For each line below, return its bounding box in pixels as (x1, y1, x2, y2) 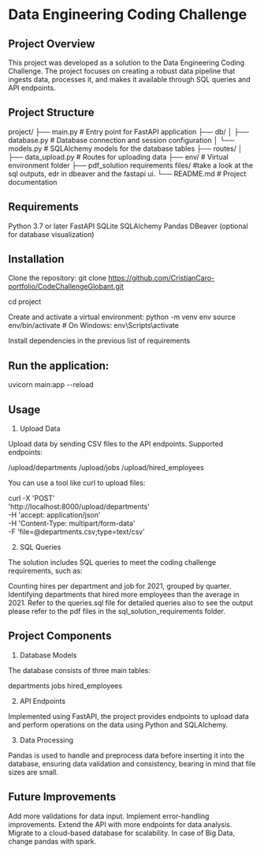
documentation (8, 177, 58, 186)
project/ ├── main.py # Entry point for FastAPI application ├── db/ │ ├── (8, 126, 250, 136)
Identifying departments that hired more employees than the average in (8, 590, 240, 600)
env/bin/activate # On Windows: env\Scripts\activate (8, 321, 180, 330)
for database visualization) (8, 229, 95, 239)
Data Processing (19, 735, 73, 744)
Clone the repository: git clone (8, 273, 107, 283)
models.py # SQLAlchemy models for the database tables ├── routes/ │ (8, 144, 243, 153)
